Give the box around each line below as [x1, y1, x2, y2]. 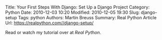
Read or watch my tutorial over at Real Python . [5, 30, 101, 35]
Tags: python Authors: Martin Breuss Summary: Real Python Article [18, 15, 157, 20]
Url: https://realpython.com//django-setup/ [5, 20, 94, 26]
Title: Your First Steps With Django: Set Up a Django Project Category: [5, 4, 150, 10]
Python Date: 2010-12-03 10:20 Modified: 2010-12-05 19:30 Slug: [5, 9, 140, 15]
